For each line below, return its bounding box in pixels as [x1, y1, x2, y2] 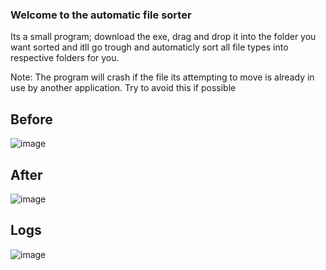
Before [10, 111, 53, 128]
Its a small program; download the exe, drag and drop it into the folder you [10, 31, 317, 43]
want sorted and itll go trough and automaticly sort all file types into [10, 41, 289, 53]
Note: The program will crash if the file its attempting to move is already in [10, 71, 315, 83]
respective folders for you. [10, 52, 120, 64]
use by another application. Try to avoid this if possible [10, 82, 237, 94]
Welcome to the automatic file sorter [10, 8, 192, 22]
